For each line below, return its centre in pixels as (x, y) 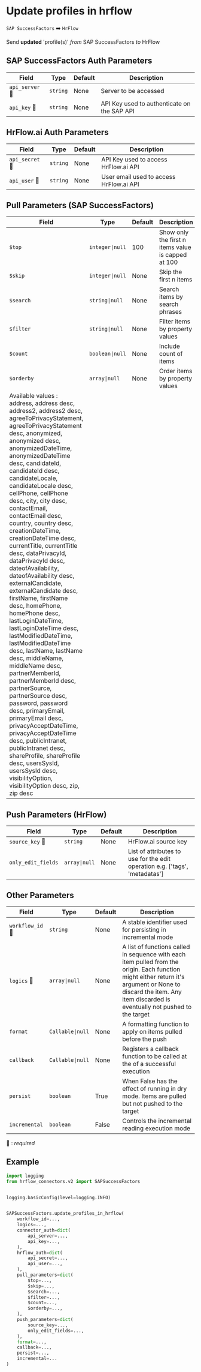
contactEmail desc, (36, 516)
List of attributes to (154, 851)
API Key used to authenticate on (146, 103)
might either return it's (153, 977)
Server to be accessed (133, 91)
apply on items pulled (152, 1032)
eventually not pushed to (157, 1007)
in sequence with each (154, 954)
